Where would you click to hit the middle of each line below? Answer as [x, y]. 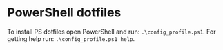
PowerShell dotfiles [64, 13]
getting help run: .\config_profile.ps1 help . [71, 38]
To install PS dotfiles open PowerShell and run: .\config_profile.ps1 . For [111, 32]
